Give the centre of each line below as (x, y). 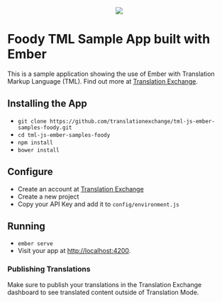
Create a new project (48, 196)
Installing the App (47, 104)
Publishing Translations (49, 269)
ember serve (35, 244)
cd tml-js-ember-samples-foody (64, 135)
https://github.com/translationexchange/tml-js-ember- (132, 121)
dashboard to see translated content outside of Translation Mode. (103, 292)
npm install (35, 142)
